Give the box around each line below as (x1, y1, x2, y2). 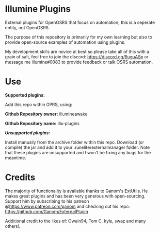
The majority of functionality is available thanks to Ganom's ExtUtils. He (5, 188, 148, 194)
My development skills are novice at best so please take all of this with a (5, 49, 149, 54)
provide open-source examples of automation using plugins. (5, 39, 126, 45)
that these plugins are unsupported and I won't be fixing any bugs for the (5, 149, 151, 155)
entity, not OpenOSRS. (5, 24, 50, 30)
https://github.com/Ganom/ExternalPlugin (5, 208, 89, 215)
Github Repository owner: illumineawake (5, 111, 88, 117)
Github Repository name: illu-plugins (5, 120, 80, 126)
